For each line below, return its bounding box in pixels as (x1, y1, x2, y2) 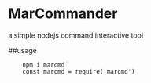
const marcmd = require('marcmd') (22, 67, 135, 75)
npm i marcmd (22, 60, 65, 69)
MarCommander (8, 5, 118, 23)
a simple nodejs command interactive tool (8, 31, 144, 40)
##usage (8, 45, 38, 55)
